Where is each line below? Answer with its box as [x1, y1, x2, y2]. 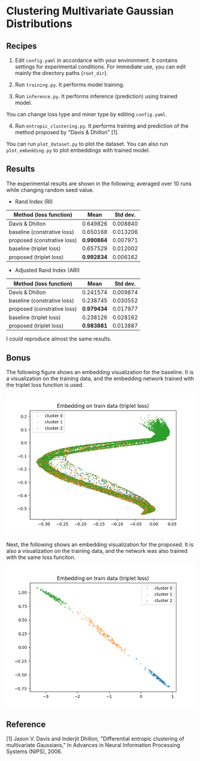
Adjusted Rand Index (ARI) [14, 267, 80, 274]
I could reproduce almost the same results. [6, 335, 112, 342]
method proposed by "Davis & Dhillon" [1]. [14, 129, 119, 136]
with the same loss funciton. [6, 554, 76, 561]
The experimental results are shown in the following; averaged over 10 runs [6, 180, 192, 187]
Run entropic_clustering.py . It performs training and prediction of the [14, 122, 189, 130]
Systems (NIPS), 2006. [6, 748, 63, 755]
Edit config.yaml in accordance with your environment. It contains [14, 57, 178, 64]
